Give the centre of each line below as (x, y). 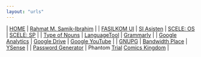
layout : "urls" (25, 12)
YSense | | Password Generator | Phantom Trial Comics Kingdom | (88, 47)
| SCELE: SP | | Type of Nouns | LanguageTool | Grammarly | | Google (92, 35)
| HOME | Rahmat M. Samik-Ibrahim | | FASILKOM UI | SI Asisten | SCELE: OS (100, 28)
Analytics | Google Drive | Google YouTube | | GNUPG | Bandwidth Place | (97, 41)
